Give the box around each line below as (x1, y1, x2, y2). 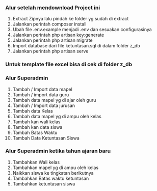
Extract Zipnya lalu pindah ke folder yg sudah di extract (12, 16, 129, 22)
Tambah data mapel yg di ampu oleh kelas (12, 113, 102, 119)
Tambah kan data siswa (12, 124, 63, 130)
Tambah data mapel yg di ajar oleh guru (12, 97, 96, 103)
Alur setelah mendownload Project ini (5, 4, 100, 11)
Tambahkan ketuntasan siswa (12, 180, 75, 187)
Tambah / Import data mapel (12, 86, 72, 92)
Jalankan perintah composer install (12, 21, 87, 27)
